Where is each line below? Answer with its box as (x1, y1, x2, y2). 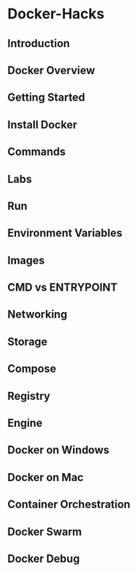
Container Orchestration (7, 498, 131, 512)
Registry (7, 389, 51, 403)
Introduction (7, 37, 71, 50)
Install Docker (7, 117, 78, 132)
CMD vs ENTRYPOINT (7, 281, 118, 294)
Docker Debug (7, 552, 80, 565)
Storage (7, 334, 48, 348)
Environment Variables (7, 227, 123, 240)
